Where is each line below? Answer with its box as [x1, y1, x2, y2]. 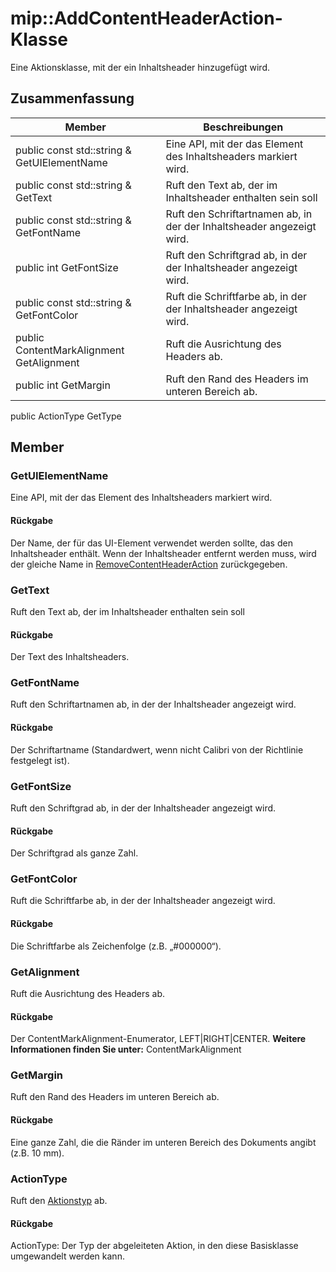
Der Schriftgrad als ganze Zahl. [10, 847, 139, 859]
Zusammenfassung [10, 90, 135, 107]
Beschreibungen [203, 120, 284, 134]
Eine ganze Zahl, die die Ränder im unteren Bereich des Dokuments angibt [10, 1136, 317, 1148]
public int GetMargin [15, 378, 111, 392]
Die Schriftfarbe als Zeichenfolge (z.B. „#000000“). [10, 940, 222, 952]
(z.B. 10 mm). [10, 1147, 65, 1159]
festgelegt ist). [10, 754, 70, 766]
